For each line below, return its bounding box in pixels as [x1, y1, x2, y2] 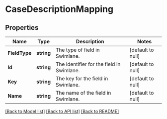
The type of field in [55, 46, 100, 53]
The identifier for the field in [55, 61, 121, 68]
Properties [5, 23, 39, 32]
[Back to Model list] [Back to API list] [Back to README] [5, 109, 119, 114]
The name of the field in [55, 90, 111, 96]
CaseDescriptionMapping [5, 3, 113, 15]
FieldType [7, 50, 32, 56]
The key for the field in [55, 75, 108, 82]
